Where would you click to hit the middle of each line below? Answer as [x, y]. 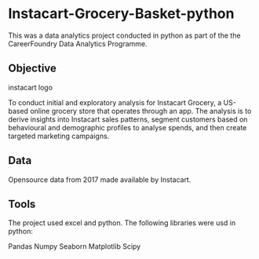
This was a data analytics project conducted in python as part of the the [124, 35]
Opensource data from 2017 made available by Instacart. [100, 179]
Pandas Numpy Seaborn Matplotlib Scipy [75, 246]
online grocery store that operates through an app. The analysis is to [141, 111]
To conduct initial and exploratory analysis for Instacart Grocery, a [115, 102]
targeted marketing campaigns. [59, 136]
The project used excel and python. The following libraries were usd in [122, 223]
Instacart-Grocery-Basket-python [121, 14]
